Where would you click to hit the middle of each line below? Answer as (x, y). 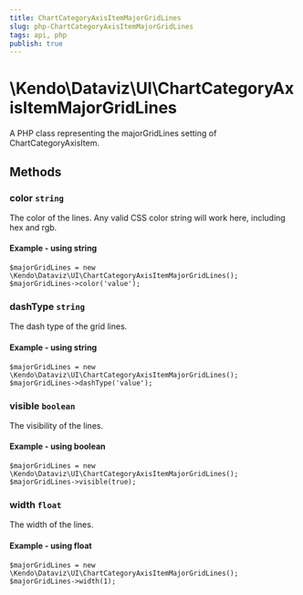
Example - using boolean (57, 446)
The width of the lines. (52, 525)
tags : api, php (38, 35)
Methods (36, 171)
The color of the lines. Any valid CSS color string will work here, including (147, 218)
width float (36, 505)
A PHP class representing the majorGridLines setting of (113, 133)
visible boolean (42, 406)
